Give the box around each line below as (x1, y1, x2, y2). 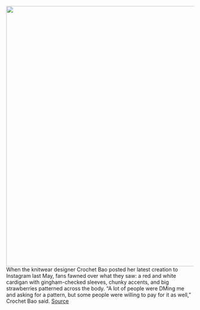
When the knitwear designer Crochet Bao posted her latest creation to (6, 266, 179, 273)
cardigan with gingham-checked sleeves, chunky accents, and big (6, 278, 170, 286)
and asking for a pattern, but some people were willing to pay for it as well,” (6, 292, 192, 298)
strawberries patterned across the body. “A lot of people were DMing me (6, 285, 185, 292)
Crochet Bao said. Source (6, 298, 70, 305)
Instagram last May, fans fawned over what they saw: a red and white (6, 273, 177, 279)
